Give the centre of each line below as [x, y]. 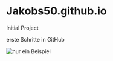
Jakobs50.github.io [56, 11]
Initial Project [23, 28]
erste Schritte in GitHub [35, 39]
